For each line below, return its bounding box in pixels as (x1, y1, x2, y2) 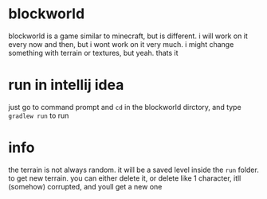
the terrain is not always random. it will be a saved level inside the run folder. (8, 165, 259, 174)
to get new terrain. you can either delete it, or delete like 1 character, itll (8, 173, 241, 183)
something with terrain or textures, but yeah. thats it (8, 48, 179, 57)
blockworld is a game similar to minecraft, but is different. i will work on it (8, 31, 249, 41)
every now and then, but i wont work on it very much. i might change (8, 39, 234, 49)
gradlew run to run (8, 111, 69, 120)
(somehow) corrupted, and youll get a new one (8, 181, 163, 191)
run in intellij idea (8, 76, 124, 94)
